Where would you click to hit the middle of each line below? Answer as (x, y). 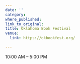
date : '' (14, 10)
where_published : (23, 19)
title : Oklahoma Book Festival (38, 29)
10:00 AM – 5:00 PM (26, 56)
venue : (12, 33)
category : (16, 15)
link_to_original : (24, 24)
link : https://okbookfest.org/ (43, 38)
